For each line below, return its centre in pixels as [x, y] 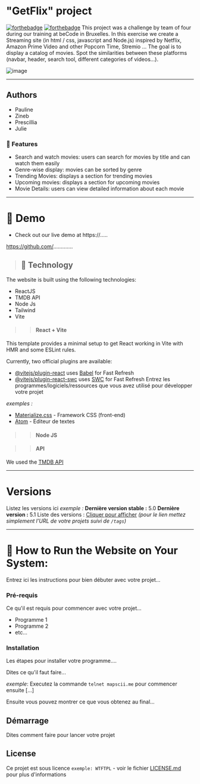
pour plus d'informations [36, 774]
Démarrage [27, 720]
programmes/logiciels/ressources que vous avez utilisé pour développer [103, 385]
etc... [21, 632]
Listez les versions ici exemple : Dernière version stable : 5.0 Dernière [93, 508]
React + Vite [51, 330]
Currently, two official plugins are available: [59, 361]
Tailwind [25, 310]
